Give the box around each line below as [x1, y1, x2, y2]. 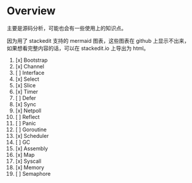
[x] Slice [15, 81, 36, 89]
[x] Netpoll [15, 107, 42, 114]
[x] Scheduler [15, 132, 49, 139]
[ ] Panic [15, 119, 36, 127]
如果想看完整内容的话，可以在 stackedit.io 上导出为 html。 [7, 45, 149, 52]
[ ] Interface [15, 69, 45, 76]
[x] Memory [15, 163, 45, 171]
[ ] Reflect [15, 113, 40, 120]
